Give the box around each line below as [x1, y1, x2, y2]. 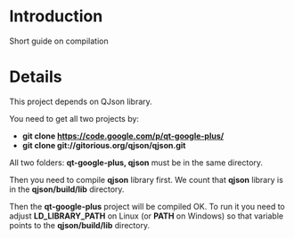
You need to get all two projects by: [9, 113, 140, 123]
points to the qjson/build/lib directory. [9, 219, 150, 230]
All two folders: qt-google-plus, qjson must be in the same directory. [9, 157, 264, 168]
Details [9, 67, 62, 87]
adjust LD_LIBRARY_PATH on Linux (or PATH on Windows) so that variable [9, 211, 283, 221]
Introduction [9, 6, 103, 27]
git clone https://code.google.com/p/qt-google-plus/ [21, 131, 225, 141]
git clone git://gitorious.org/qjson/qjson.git [21, 139, 186, 150]
